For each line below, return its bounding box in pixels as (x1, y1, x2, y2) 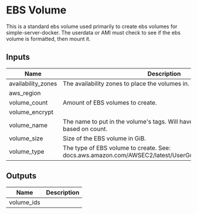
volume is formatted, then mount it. (6, 35, 91, 42)
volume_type (9, 147, 45, 156)
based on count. (62, 125, 108, 133)
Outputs (6, 171, 37, 181)
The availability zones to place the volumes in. (62, 80, 189, 88)
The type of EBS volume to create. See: (62, 144, 171, 152)
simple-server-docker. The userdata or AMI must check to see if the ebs (6, 29, 181, 36)
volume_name (9, 121, 48, 129)
